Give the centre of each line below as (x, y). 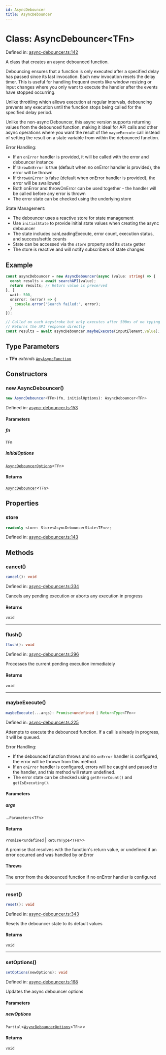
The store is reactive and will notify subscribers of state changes (79, 249)
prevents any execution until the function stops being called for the (74, 107)
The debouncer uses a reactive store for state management (73, 218)
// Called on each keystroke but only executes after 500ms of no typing (83, 322)
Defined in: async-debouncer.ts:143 (42, 537)
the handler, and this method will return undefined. (64, 772)
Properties (22, 503)
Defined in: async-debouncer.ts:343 (42, 914)
